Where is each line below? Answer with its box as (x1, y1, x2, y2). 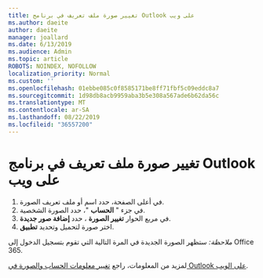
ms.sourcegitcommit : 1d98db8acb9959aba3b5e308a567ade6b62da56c (8, 92, 220, 99)
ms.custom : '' (8, 77, 55, 85)
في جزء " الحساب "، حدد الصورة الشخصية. (19, 205, 145, 215)
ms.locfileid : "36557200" (8, 121, 93, 128)
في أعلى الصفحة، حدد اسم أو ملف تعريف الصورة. (19, 197, 165, 206)
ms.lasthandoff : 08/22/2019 (8, 114, 100, 121)
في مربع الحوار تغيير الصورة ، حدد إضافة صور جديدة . (19, 213, 171, 223)
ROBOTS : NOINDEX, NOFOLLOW (8, 63, 97, 70)
